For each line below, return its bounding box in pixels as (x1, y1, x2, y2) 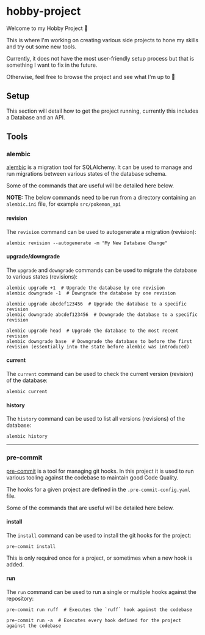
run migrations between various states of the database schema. (6, 170, 167, 178)
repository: (6, 595, 34, 602)
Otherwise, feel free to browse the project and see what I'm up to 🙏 (6, 73, 176, 80)
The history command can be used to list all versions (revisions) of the (6, 415, 185, 423)
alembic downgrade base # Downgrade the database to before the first (6, 338, 192, 344)
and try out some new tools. (6, 43, 77, 50)
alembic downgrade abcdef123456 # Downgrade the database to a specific (6, 311, 198, 318)
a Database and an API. (6, 113, 65, 121)
